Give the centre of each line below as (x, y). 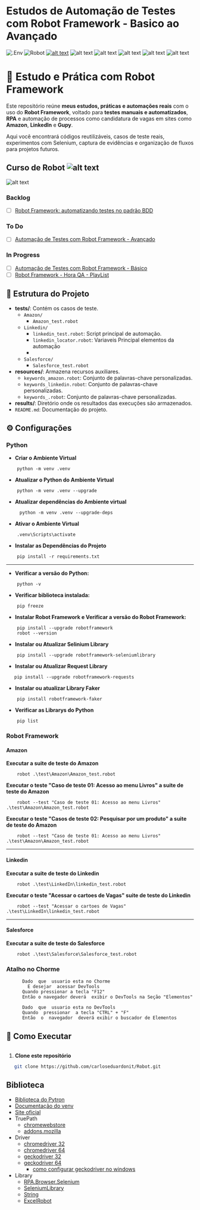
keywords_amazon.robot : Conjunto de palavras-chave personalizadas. (108, 378)
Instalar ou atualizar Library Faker (57, 688)
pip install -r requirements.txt (58, 557)
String (31, 1194)
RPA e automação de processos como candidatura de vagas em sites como (99, 118)
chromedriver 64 (44, 1150)
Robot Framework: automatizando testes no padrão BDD (84, 210)
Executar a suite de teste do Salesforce (56, 943)
